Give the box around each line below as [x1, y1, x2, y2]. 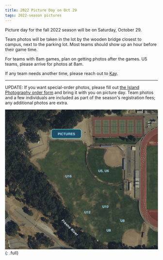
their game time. [5, 46, 38, 52]
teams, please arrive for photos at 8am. [5, 61, 84, 67]
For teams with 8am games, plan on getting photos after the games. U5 [5, 56, 147, 61]
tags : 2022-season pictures [5, 13, 62, 18]
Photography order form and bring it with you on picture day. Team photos [5, 90, 154, 95]
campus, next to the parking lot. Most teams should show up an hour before [5, 41, 157, 47]
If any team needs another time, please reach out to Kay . [5, 70, 118, 76]
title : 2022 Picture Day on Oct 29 [5, 8, 77, 13]
